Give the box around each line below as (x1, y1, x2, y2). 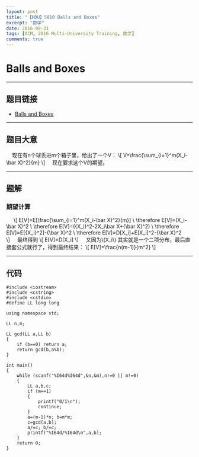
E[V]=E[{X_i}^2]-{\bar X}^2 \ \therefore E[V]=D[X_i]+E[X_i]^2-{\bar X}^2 (6, 229, 182, 236)
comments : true (6, 36, 44, 42)
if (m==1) (27, 388, 52, 395)
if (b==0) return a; (17, 342, 68, 348)
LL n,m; (6, 321, 25, 327)
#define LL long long (6, 300, 60, 306)
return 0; (17, 440, 41, 446)
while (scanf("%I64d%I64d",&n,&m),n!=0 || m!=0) (17, 373, 139, 379)
